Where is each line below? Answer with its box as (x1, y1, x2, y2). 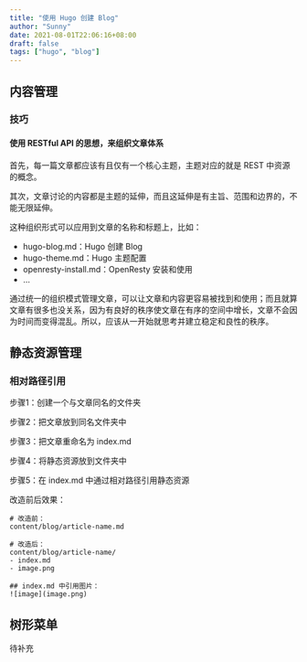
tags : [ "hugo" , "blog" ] (9, 48, 101, 57)
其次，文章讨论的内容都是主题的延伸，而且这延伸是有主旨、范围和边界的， (9, 190, 290, 201)
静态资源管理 (9, 345, 82, 361)
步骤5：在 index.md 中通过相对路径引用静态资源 (9, 475, 190, 486)
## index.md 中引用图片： (9, 582, 101, 591)
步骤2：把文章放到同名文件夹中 (9, 417, 127, 428)
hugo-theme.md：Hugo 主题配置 (22, 252, 147, 263)
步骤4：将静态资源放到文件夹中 (9, 455, 128, 466)
